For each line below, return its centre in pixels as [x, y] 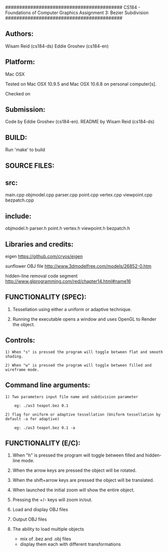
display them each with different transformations [70, 544]
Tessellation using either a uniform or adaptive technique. [72, 309]
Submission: [25, 110]
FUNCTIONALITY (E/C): [43, 443]
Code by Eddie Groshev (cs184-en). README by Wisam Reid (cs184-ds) [80, 122]
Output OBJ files [30, 519]
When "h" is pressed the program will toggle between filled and [78, 455]
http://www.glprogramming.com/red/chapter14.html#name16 [68, 281]
